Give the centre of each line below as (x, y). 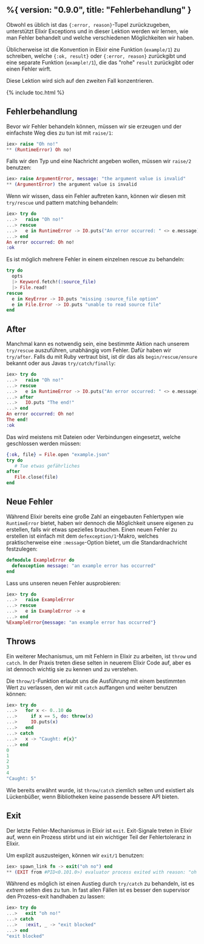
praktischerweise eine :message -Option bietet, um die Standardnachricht (97, 542)
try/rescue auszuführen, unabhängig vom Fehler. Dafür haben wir (89, 350)
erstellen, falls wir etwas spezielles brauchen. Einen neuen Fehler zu (92, 529)
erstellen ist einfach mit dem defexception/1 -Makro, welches (83, 536)
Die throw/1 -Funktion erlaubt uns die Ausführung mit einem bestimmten (96, 681)
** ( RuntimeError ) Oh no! (39, 150)
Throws (21, 642)
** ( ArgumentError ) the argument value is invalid (72, 185)
